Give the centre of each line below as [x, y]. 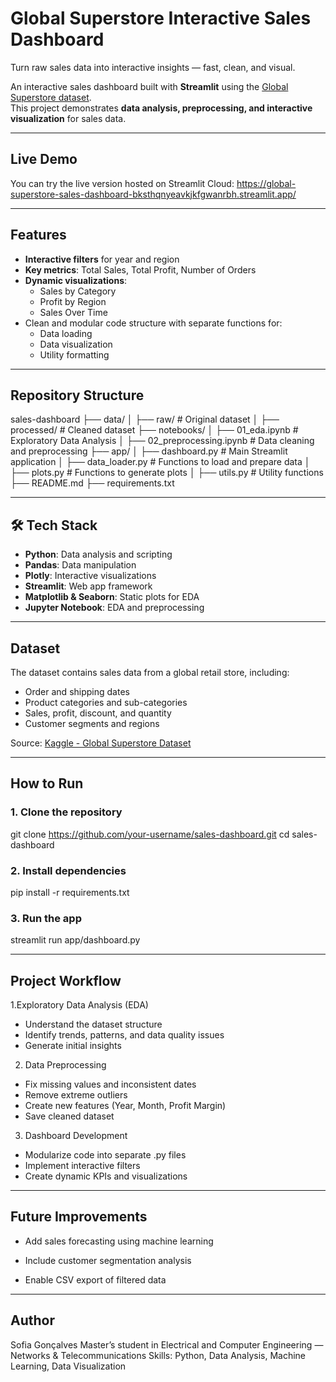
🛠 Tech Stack [54, 525]
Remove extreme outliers [76, 1095]
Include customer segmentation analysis [108, 1260]
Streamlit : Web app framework [88, 586]
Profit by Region [73, 301]
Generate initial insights [73, 1046]
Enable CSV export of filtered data [95, 1279]
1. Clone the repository [66, 812]
